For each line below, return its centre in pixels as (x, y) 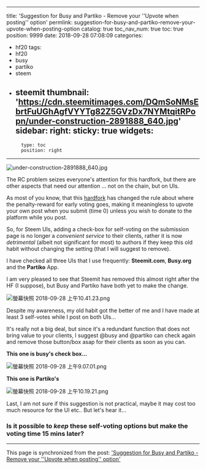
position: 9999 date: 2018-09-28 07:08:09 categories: (74, 35)
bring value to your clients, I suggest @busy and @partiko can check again (101, 335)
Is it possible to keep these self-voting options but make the (97, 425)
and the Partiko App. (33, 267)
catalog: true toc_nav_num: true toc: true (132, 29)
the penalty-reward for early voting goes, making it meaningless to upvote (100, 204)
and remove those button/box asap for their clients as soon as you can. (96, 341)
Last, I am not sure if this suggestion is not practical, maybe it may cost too (101, 403)
